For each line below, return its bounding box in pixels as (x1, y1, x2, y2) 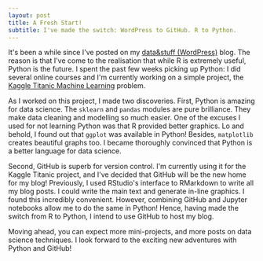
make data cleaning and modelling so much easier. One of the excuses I (8, 113, 241, 123)
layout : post (8, 11, 51, 20)
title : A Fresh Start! (8, 19, 82, 27)
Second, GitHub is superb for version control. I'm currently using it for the (8, 162, 247, 171)
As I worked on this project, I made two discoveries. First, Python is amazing (8, 96, 255, 106)
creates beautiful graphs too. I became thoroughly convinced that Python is (8, 138, 253, 148)
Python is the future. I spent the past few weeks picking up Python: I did (8, 64, 241, 74)
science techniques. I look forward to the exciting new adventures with (8, 235, 237, 244)
